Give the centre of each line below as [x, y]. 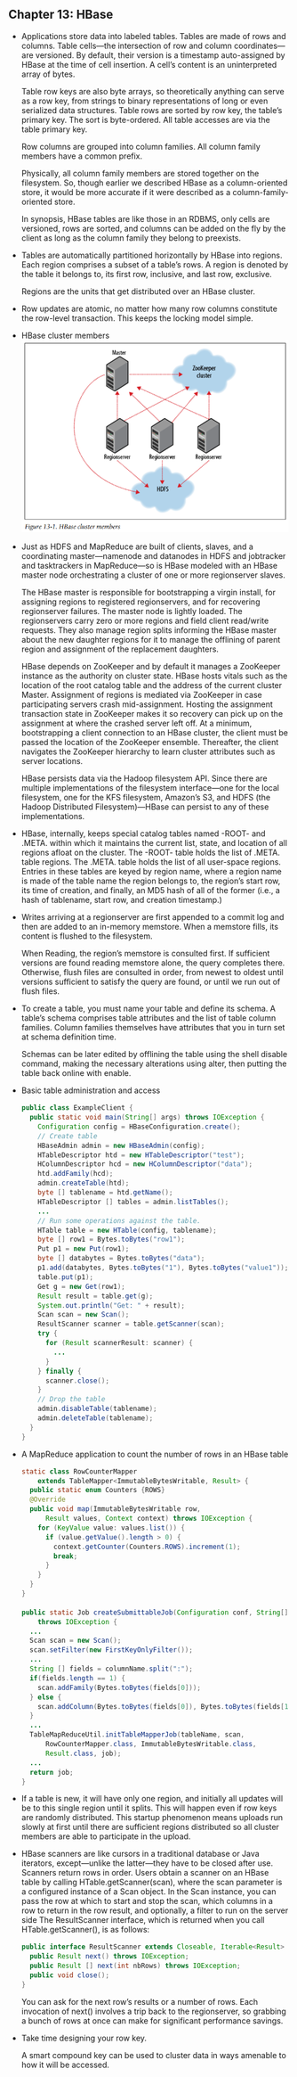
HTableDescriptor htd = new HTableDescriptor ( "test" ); [141, 1155]
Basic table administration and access [91, 1090]
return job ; [52, 1772]
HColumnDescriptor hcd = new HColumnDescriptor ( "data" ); [145, 1164]
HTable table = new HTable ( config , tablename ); [127, 1230]
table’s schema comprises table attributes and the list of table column [148, 1018]
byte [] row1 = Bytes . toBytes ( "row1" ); [112, 1240]
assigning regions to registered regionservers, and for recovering [140, 602]
